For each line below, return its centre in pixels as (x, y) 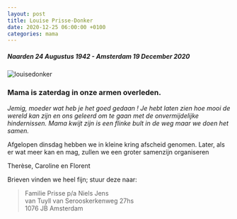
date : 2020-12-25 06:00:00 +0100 (57, 27)
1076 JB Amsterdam (54, 208)
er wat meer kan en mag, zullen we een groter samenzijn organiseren (108, 152)
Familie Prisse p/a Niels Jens (67, 193)
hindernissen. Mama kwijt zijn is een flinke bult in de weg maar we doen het (118, 123)
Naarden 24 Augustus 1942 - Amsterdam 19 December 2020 (99, 56)
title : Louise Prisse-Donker (50, 21)
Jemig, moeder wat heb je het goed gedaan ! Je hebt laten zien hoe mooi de (119, 108)
